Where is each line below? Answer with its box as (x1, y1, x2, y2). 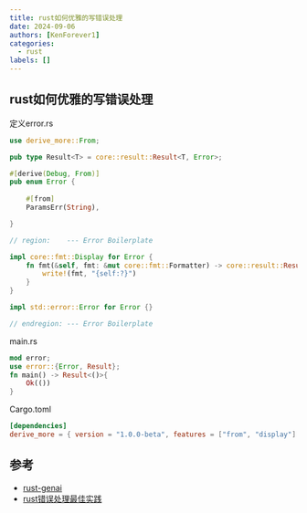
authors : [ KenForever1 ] (9, 30, 101, 39)
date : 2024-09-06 (9, 22, 76, 31)
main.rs (9, 335, 38, 347)
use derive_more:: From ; (9, 136, 101, 145)
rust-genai (22, 482, 62, 493)
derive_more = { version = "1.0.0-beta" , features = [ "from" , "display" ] (9, 430, 297, 439)
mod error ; (9, 353, 51, 362)
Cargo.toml (9, 403, 52, 415)
